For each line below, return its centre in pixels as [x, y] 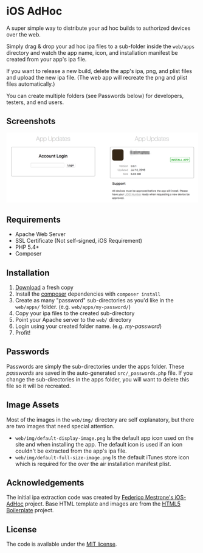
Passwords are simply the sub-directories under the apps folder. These [95, 366]
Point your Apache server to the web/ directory [73, 319]
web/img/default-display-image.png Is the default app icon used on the [104, 438]
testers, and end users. [35, 102]
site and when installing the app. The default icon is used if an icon [99, 444]
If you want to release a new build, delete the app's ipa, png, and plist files [99, 71]
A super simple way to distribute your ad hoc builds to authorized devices [98, 28]
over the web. [24, 34]
